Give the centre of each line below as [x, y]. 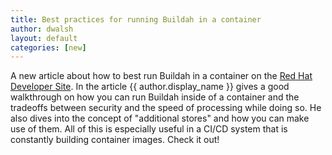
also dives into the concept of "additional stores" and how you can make [160, 118]
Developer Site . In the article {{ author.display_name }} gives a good [150, 87]
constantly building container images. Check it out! [115, 140]
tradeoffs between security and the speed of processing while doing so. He [166, 108]
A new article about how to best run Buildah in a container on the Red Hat [161, 76]
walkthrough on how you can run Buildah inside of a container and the [155, 97]
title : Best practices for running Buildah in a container [136, 19]
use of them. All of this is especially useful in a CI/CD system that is [149, 129]
